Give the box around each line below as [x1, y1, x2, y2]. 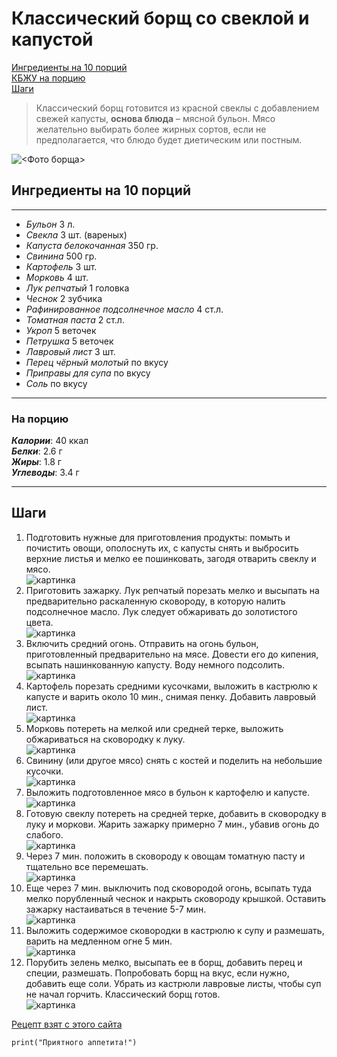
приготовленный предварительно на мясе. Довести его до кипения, [25, 648, 319, 660]
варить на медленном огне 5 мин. [25, 935, 173, 947]
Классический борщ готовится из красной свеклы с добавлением [35, 102, 320, 114]
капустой [11, 28, 94, 51]
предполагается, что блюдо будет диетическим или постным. [35, 133, 303, 146]
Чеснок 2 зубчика [25, 292, 103, 304]
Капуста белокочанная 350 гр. [25, 239, 159, 251]
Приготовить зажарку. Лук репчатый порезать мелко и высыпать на [25, 584, 320, 596]
